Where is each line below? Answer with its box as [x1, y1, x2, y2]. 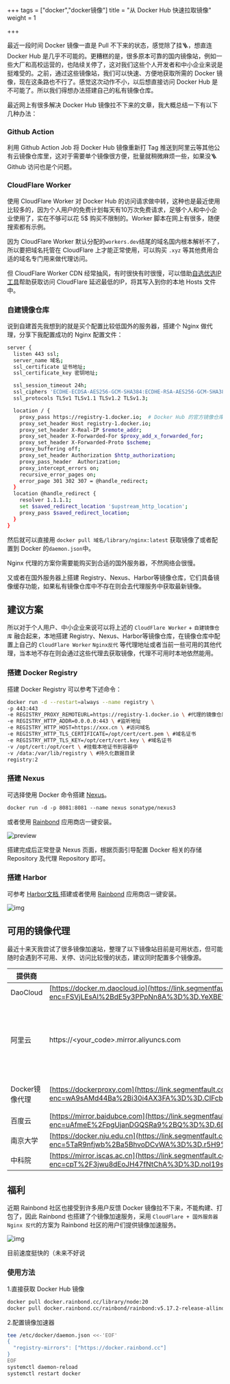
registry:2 [7, 756, 38, 763]
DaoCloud [10, 988, 43, 997]
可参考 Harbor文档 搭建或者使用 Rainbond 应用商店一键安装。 [7, 889, 181, 898]
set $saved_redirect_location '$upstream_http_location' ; [19, 503, 188, 510]
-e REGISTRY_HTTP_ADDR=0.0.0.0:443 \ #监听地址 [7, 718, 142, 725]
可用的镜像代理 [7, 925, 71, 937]
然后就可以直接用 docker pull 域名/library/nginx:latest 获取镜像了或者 [7, 535, 212, 544]
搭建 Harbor [7, 873, 47, 883]
